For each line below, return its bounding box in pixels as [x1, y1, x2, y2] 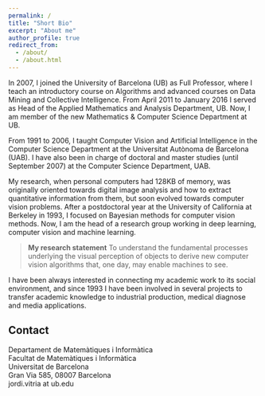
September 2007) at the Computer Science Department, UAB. [8, 161, 211, 171]
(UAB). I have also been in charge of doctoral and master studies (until [8, 152, 239, 162]
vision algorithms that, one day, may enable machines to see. [27, 260, 228, 269]
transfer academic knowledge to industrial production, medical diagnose [8, 292, 247, 301]
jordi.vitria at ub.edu [8, 378, 74, 388]
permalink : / [8, 11, 52, 20]
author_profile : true [8, 33, 80, 42]
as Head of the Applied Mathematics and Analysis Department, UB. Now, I [8, 103, 251, 112]
